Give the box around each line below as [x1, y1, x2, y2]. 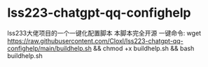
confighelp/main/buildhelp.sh [7, 44, 92, 52]
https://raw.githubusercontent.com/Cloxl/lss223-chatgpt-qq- [7, 36, 183, 45]
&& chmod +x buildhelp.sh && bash [93, 44, 195, 52]
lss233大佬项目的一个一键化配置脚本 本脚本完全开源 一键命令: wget [7, 29, 202, 37]
